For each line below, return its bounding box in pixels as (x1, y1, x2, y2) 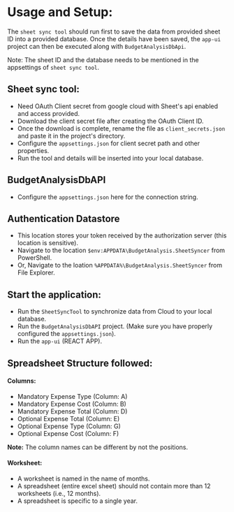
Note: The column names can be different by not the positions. (7, 443, 189, 451)
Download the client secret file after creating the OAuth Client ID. (17, 117, 204, 125)
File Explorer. (17, 268, 55, 277)
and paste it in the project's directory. (17, 131, 126, 140)
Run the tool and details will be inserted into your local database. (17, 154, 204, 162)
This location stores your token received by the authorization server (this (17, 231, 227, 240)
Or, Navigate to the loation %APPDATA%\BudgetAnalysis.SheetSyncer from (17, 261, 222, 270)
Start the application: (7, 288, 101, 300)
